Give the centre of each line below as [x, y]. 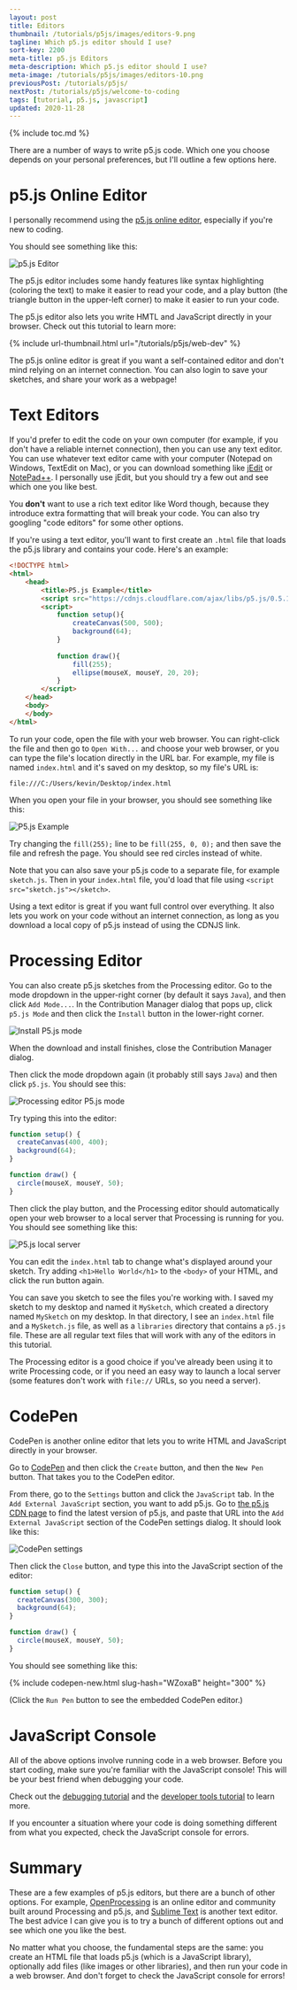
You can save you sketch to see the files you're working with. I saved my [141, 1297]
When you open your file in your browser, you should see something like [141, 800]
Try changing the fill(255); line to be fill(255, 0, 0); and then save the [145, 843]
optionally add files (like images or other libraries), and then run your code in [148, 1966]
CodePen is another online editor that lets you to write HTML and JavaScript [148, 1441]
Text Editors [54, 415]
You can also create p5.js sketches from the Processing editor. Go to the [141, 985]
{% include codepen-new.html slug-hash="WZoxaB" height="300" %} [138, 1683]
